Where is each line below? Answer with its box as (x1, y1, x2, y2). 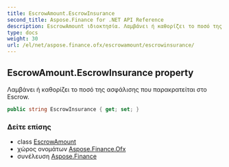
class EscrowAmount (16, 138, 77, 146)
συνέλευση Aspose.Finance (16, 152, 97, 160)
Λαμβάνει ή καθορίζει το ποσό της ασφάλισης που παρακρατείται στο (7, 85, 208, 93)
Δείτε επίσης (7, 122, 51, 131)
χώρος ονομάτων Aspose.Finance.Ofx (16, 144, 126, 153)
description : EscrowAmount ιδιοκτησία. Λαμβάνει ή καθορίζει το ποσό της (7, 23, 223, 29)
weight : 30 (7, 36, 38, 42)
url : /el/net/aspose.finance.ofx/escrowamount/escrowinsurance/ (7, 42, 195, 49)
